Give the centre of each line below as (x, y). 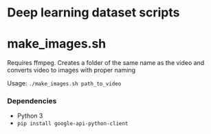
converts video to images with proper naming (71, 70)
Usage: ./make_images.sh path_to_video (64, 83)
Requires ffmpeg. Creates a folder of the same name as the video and (106, 63)
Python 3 (30, 116)
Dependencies (32, 101)
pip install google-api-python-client (73, 124)
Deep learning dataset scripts (93, 13)
